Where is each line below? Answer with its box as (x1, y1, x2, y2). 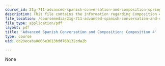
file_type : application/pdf (5, 20, 63, 26)
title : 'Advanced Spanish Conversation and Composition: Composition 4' (5, 30, 157, 34)
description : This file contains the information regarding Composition (5, 12, 157, 16)
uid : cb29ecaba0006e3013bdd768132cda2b (5, 39, 87, 44)
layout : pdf (5, 25, 29, 30)
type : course (5, 34, 32, 39)
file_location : (5, 16, 36, 21)
